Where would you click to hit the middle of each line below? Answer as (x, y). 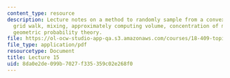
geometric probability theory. (58, 32)
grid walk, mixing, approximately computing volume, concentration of (116, 26)
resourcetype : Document (41, 52)
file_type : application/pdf (47, 45)
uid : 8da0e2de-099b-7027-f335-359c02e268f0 (70, 64)
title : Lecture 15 (33, 58)
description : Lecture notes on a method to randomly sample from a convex (116, 20)
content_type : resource (41, 13)
